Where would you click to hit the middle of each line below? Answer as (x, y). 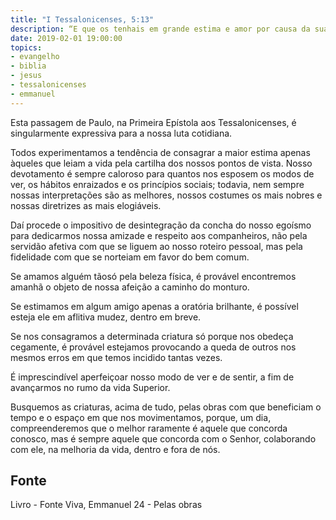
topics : (26, 47)
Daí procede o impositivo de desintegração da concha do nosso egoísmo (161, 225)
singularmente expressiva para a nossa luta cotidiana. (121, 133)
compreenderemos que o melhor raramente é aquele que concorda (149, 428)
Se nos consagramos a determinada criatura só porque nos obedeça (152, 336)
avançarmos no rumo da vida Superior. (90, 387)
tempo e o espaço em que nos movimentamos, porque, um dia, (141, 417)
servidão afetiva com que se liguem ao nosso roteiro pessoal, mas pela (156, 246)
